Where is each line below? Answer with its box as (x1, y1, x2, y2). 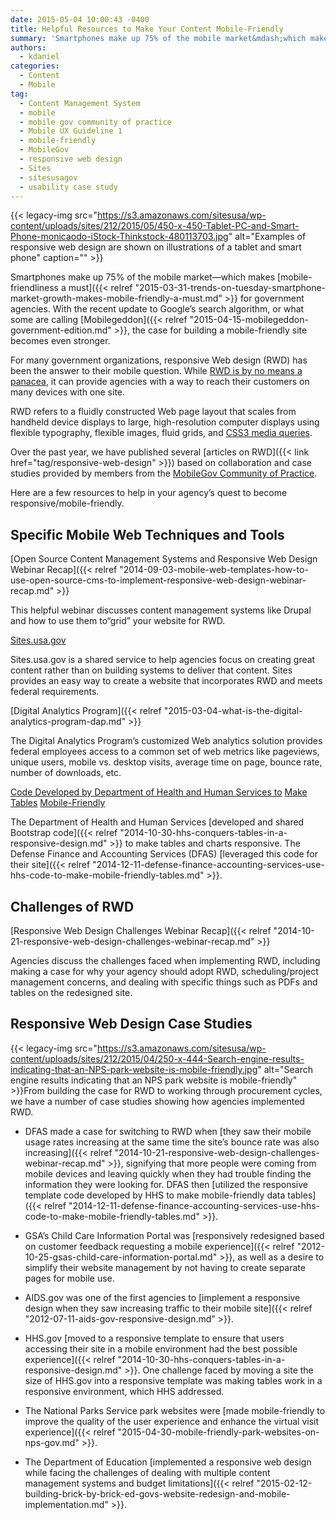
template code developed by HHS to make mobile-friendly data (24, 1189, 286, 1201)
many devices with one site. (10, 386, 126, 398)
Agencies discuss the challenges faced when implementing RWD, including (10, 955, 321, 966)
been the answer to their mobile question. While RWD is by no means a (10, 365, 303, 377)
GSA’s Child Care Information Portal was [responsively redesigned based (24, 1229, 325, 1241)
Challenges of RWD (10, 898, 135, 915)
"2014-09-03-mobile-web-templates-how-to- (119, 564, 309, 576)
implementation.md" (24, 1498, 109, 1510)
